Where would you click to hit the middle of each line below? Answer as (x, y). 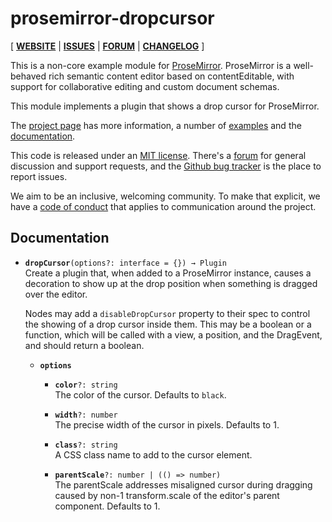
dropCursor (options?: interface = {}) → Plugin (125, 263)
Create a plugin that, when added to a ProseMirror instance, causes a (168, 273)
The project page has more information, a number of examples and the (156, 125)
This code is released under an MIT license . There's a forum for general (158, 155)
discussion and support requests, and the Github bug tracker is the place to (166, 166)
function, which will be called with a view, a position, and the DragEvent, (173, 334)
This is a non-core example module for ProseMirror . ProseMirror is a (151, 65)
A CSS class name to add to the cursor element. (153, 454)
